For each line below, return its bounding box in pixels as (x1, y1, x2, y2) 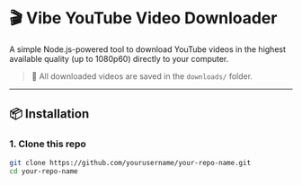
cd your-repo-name (9, 166, 78, 176)
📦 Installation (9, 106, 90, 122)
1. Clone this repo (9, 137, 87, 150)
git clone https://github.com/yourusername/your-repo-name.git (9, 158, 252, 167)
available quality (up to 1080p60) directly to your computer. (9, 53, 229, 64)
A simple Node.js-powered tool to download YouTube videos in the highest (9, 43, 286, 55)
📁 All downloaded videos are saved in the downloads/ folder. (31, 70, 253, 82)
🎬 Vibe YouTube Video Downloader (9, 8, 278, 29)
